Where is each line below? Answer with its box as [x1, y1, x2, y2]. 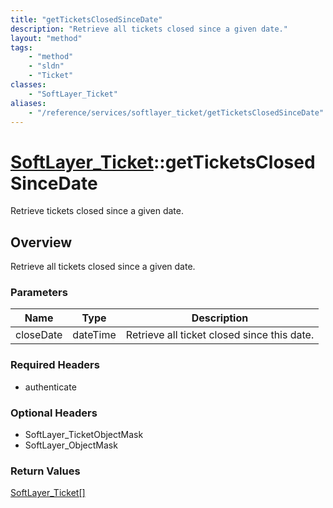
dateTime [72, 328, 117, 342]
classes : [10, 80, 47, 90]
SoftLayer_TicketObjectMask [24, 429, 144, 441]
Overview [10, 234, 73, 251]
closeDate [15, 328, 63, 342]
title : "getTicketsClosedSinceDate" [10, 14, 163, 25]
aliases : [10, 98, 47, 108]
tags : [10, 42, 33, 53]
